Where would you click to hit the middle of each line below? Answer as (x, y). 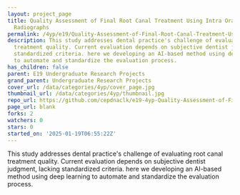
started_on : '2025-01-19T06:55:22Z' (62, 134)
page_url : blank (31, 107)
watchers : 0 (25, 120)
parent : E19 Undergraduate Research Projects (76, 74)
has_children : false (38, 67)
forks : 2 (20, 114)
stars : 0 (20, 127)
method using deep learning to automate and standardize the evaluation (113, 176)
